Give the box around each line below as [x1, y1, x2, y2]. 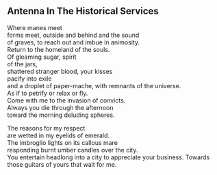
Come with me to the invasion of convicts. [7, 96, 126, 105]
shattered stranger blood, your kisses [7, 67, 113, 75]
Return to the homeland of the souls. [7, 45, 110, 53]
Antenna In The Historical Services [7, 5, 159, 17]
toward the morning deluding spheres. [7, 111, 115, 119]
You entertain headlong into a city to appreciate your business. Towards [7, 153, 210, 161]
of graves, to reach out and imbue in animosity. [7, 38, 140, 46]
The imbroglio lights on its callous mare [7, 138, 118, 146]
